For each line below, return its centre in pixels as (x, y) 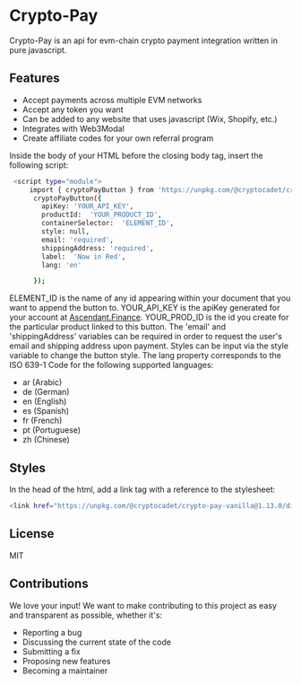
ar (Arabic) (42, 382)
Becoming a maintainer (65, 671)
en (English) (44, 401)
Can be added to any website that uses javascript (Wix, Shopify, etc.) (150, 119)
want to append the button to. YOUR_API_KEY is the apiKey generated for (145, 308)
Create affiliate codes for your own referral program (118, 138)
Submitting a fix (51, 651)
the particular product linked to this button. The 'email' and (118, 327)
